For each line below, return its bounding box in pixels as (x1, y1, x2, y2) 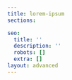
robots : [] (13, 49, 46, 56)
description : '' (13, 43, 61, 50)
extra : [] (13, 55, 42, 63)
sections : (7, 17, 37, 24)
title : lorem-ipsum (7, 10, 65, 18)
